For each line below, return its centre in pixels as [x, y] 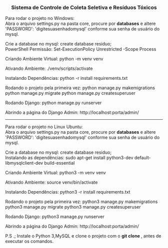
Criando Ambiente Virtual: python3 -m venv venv [55, 173]
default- [142, 158]
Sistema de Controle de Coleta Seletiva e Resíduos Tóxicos [84, 7]
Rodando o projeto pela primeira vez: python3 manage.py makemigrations [81, 202]
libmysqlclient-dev [24, 163]
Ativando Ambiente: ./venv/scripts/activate [49, 68]
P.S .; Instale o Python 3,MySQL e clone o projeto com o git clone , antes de [83, 236]
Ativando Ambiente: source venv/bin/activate [51, 182]
